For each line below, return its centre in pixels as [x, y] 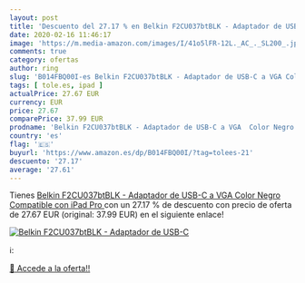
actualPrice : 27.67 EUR [54, 93]
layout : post [34, 18]
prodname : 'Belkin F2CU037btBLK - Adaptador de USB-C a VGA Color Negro [152, 128]
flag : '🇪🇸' [32, 144]
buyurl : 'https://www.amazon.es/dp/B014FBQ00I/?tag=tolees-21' [132, 152]
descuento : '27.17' [46, 161]
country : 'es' [36, 136]
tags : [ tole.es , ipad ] [56, 85]
